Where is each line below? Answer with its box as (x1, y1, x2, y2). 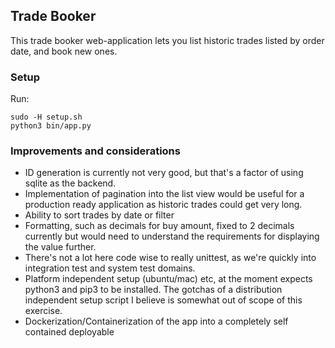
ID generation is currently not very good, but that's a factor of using (24, 167, 304, 179)
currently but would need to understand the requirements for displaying (24, 230, 320, 243)
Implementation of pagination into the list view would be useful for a (24, 188, 305, 200)
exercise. (24, 305, 63, 317)
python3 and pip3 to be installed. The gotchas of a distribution (24, 284, 283, 296)
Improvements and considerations (10, 144, 181, 158)
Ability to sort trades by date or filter (24, 209, 175, 221)
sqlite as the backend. (24, 177, 117, 189)
